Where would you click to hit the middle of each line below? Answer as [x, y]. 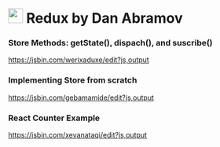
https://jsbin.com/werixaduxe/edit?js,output [79, 60]
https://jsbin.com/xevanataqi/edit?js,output [78, 135]
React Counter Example [54, 118]
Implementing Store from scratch [73, 80]
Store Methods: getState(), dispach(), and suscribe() [111, 43]
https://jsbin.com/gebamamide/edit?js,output [81, 97]
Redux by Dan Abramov [104, 18]
